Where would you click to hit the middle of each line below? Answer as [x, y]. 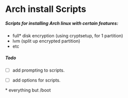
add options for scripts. [36, 80]
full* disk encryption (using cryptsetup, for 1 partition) [68, 36]
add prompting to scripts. [38, 70]
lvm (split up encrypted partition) [46, 41]
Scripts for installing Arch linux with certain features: [62, 23]
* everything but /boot [28, 90]
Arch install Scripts [46, 9]
